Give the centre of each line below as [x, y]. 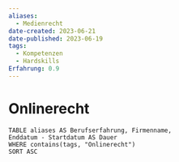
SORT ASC [23, 151]
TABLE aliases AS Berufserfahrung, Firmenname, [90, 130]
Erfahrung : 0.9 [34, 69]
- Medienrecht [39, 23]
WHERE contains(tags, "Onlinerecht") [72, 144]
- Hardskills [38, 62]
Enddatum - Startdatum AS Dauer [63, 137]
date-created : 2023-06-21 [52, 31]
